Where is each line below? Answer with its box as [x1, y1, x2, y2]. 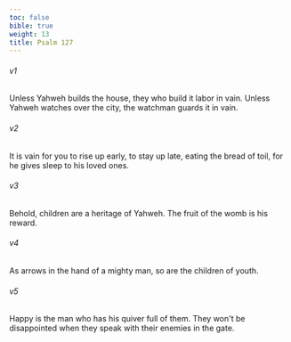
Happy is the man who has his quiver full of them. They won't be [9, 313, 246, 324]
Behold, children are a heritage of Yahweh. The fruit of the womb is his [9, 208, 269, 218]
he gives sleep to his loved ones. [9, 159, 129, 170]
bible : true [9, 21, 53, 30]
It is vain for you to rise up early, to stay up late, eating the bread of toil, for [9, 151, 283, 161]
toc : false [9, 12, 50, 22]
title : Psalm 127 [9, 37, 74, 47]
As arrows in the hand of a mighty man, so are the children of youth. [9, 265, 260, 276]
